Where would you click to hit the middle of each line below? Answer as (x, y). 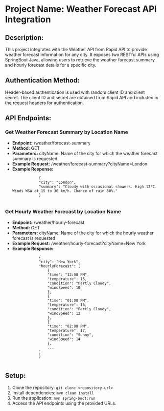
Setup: (15, 376)
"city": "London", (57, 182)
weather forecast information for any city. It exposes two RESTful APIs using (82, 55)
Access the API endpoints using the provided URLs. (64, 403)
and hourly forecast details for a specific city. (51, 65)
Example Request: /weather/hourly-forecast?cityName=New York (79, 243)
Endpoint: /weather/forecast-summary (51, 143)
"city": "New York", (59, 262)
